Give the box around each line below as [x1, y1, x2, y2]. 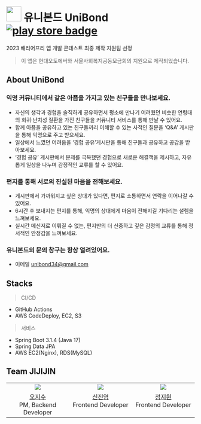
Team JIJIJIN [6, 367, 56, 377]
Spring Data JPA [14, 343, 56, 350]
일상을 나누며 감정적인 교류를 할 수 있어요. [26, 161, 124, 168]
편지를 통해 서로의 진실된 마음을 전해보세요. [6, 177, 123, 185]
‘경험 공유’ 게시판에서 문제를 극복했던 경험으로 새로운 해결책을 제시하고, [14, 153, 181, 161]
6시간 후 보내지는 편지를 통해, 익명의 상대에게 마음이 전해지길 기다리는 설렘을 [14, 207, 194, 214]
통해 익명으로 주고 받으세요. [21, 131, 86, 138]
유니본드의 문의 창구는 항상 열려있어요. [6, 246, 110, 254]
